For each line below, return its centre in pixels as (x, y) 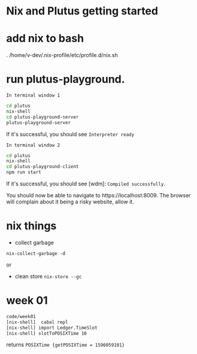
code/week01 (21, 316)
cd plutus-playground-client (43, 167)
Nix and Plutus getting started (82, 11)
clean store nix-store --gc (48, 276)
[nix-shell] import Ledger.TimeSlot (52, 328)
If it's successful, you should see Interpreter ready (70, 134)
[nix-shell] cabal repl (37, 322)
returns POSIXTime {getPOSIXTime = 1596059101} (66, 345)
